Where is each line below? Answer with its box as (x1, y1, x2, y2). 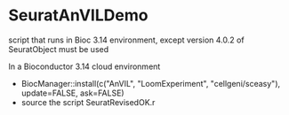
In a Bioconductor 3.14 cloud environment (8, 61, 161, 72)
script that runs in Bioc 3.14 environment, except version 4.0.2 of (8, 34, 245, 45)
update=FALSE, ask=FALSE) (20, 88, 125, 98)
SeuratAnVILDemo (8, 5, 149, 26)
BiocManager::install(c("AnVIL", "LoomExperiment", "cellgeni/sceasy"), (20, 78, 281, 88)
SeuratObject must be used (8, 43, 109, 54)
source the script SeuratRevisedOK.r (20, 96, 156, 107)
